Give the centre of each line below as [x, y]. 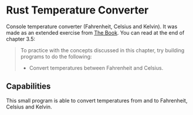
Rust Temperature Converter [77, 10]
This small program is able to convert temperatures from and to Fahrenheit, [97, 100]
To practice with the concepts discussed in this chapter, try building [102, 50]
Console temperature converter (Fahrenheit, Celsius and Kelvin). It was [92, 26]
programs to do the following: [56, 56]
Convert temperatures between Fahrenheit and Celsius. [96, 67]
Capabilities [28, 87]
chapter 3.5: [21, 39]
